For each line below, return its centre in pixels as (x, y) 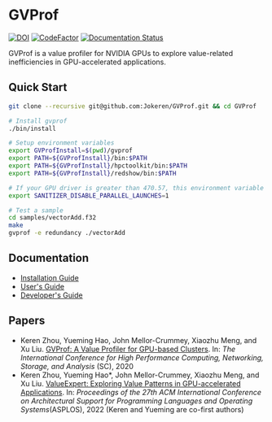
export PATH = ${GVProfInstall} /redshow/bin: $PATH (92, 173)
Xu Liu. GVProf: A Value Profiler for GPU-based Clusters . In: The (128, 349)
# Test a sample (36, 210)
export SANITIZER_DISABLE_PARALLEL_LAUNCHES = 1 (89, 196)
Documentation (49, 258)
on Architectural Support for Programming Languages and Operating (136, 401)
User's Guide (42, 286)
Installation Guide (49, 277)
